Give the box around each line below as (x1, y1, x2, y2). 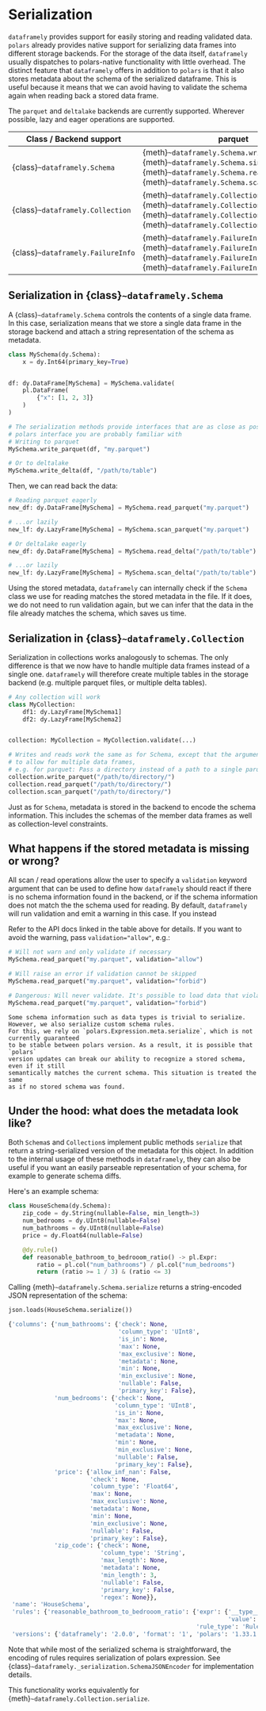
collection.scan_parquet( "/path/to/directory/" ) (8, 788, 172, 796)
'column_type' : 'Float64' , (89, 1483, 179, 1490)
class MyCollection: (8, 700, 77, 708)
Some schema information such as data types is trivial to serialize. (8, 1013, 246, 1021)
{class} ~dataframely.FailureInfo (12, 247, 135, 258)
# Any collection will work (8, 692, 101, 701)
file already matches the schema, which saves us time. (8, 608, 187, 618)
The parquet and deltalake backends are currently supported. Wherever (8, 105, 245, 116)
